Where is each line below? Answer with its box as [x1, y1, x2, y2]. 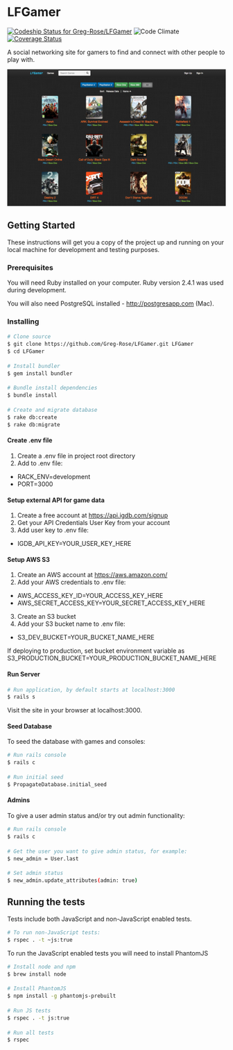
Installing [7, 317, 40, 326]
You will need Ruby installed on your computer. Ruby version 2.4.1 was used [7, 278, 224, 287]
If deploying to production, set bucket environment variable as [7, 647, 185, 655]
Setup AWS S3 [7, 555, 51, 563]
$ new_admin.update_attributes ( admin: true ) [7, 877, 138, 884]
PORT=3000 [17, 480, 53, 488]
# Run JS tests [7, 1007, 51, 1014]
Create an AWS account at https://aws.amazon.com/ [17, 571, 168, 579]
